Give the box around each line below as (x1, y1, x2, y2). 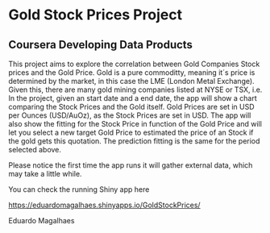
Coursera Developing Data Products (8, 38, 193, 52)
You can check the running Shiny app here (8, 185, 150, 194)
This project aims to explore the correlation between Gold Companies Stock (8, 59, 260, 69)
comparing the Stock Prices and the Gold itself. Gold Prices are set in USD (8, 102, 255, 111)
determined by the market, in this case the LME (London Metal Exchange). (8, 77, 255, 85)
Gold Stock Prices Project (8, 6, 183, 24)
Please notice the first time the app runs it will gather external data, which (8, 160, 253, 170)
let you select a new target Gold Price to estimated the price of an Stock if (8, 127, 254, 137)
